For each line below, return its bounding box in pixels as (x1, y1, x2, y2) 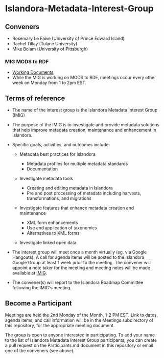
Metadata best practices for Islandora (19, 151, 95, 157)
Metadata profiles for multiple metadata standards (26, 161, 128, 167)
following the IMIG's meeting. (12, 285, 72, 291)
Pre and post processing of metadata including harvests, (26, 190, 141, 196)
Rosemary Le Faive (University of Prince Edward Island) (12, 35, 125, 41)
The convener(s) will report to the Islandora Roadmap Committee (12, 279, 143, 285)
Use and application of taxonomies (26, 225, 97, 231)
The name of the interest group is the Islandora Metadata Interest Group (12, 107, 158, 113)
